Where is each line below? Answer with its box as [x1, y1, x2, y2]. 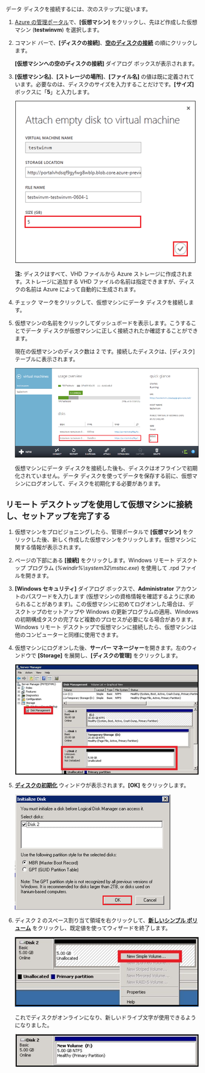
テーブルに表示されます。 [14, 356, 79, 362]
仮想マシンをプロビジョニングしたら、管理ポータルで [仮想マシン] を [14, 528, 188, 536]
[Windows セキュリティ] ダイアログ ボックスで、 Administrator [14, 585, 174, 593]
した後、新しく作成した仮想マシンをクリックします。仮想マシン [31, 536, 192, 544]
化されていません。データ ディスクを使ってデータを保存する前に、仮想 [14, 472, 192, 479]
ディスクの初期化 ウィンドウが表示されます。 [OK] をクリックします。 [14, 781, 190, 789]
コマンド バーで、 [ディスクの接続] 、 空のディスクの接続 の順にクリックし [14, 39, 198, 46]
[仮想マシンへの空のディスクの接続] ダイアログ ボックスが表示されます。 [14, 60, 198, 67]
